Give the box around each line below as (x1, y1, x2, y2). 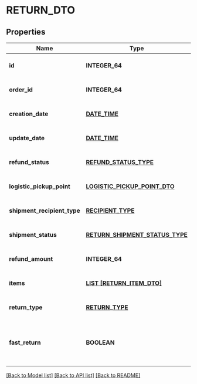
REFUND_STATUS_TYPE (86, 158, 154, 166)
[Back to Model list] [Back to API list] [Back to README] (6, 372, 141, 379)
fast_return (9, 338, 41, 346)
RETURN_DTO (6, 4, 75, 17)
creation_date (9, 110, 49, 118)
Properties (6, 27, 46, 37)
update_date (9, 134, 45, 142)
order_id (9, 86, 33, 94)
